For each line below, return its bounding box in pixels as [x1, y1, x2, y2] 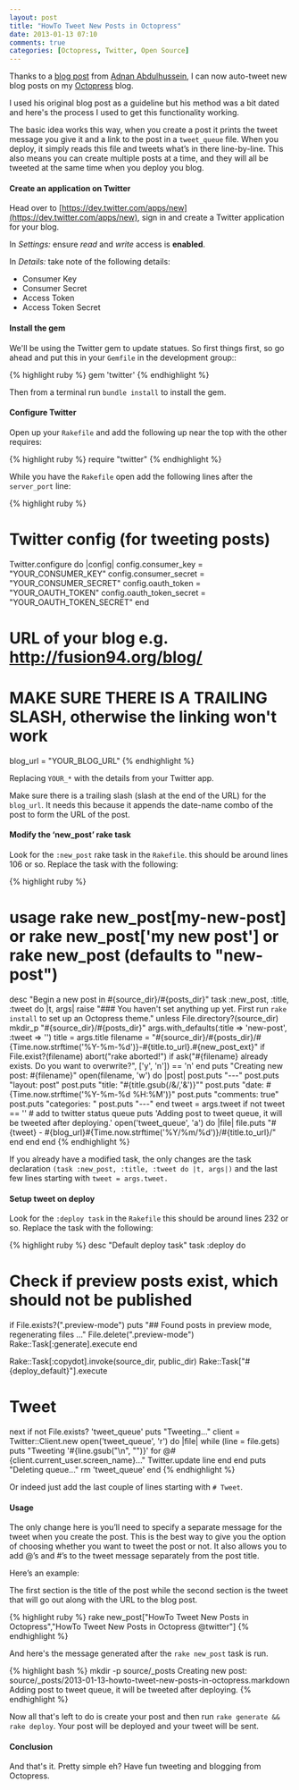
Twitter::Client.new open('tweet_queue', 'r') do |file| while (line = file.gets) [9, 1436, 280, 1447]
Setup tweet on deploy [9, 1193, 96, 1204]
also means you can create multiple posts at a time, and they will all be [9, 153, 270, 164]
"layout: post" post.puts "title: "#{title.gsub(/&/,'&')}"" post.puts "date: [9, 1079, 265, 1090]
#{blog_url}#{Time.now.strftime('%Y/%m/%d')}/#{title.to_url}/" [44, 1127, 277, 1138]
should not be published [9, 1290, 193, 1310]
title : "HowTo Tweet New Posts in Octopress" [9, 21, 181, 30]
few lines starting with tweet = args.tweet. [9, 1172, 169, 1183]
